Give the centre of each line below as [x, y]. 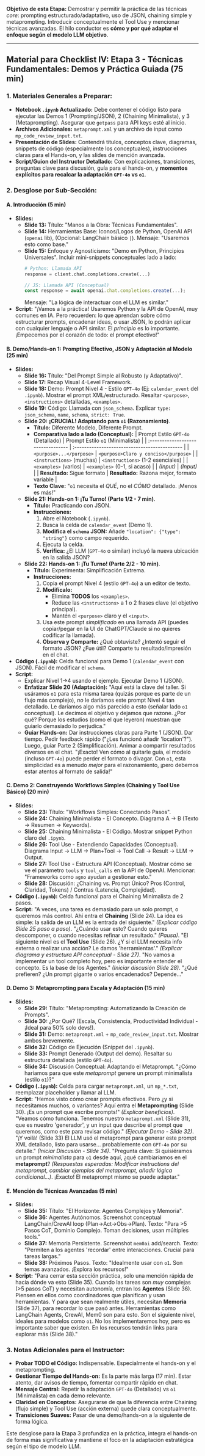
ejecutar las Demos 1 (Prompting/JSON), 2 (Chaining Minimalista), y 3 [103, 116]
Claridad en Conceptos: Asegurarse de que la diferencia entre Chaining [106, 1402]
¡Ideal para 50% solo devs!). [60, 1027]
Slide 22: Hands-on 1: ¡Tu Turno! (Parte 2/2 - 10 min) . [92, 564]
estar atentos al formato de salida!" [68, 771]
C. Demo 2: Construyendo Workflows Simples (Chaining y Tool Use [93, 785]
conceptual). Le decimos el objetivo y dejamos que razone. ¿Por [105, 713]
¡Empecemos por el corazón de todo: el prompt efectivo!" [87, 335]
